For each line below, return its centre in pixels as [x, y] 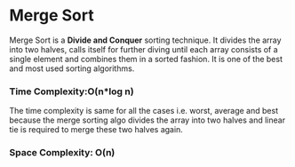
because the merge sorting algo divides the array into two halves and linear [147, 120]
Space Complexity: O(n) [62, 153]
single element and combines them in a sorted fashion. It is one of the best [146, 59]
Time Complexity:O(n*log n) [72, 91]
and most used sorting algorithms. [72, 68]
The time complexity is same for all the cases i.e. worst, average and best [144, 111]
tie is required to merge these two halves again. [96, 130]
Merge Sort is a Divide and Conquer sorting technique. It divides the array [145, 40]
